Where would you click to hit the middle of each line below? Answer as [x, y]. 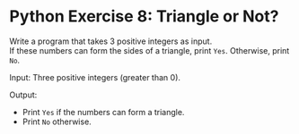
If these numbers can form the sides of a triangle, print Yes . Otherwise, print [149, 50]
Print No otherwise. [57, 121]
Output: [23, 95]
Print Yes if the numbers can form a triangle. [103, 112]
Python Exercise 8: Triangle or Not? [144, 17]
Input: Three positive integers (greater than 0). [95, 77]
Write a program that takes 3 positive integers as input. [111, 41]
